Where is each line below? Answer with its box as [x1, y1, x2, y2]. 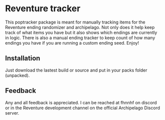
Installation [5, 54, 40, 63]
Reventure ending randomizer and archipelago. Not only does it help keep [5, 24, 155, 30]
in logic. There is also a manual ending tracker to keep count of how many [5, 35, 155, 41]
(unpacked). [5, 72, 30, 78]
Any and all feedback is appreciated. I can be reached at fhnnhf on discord [5, 99, 157, 105]
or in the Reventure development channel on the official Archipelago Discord [5, 105, 160, 111]
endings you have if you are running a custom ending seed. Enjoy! [5, 40, 139, 46]
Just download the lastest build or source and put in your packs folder [5, 67, 148, 73]
